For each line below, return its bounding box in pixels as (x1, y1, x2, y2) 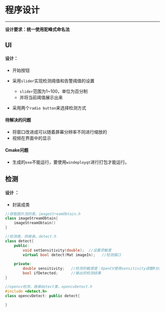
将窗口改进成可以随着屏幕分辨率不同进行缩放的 (12, 129, 107, 135)
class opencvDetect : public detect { (5, 293, 80, 298)
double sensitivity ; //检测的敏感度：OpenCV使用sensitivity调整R (23, 266, 156, 271)
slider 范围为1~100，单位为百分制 (19, 88, 88, 94)
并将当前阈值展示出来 (19, 94, 63, 100)
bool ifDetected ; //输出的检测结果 (23, 271, 102, 276)
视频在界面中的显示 (12, 135, 52, 141)
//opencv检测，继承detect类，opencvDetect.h (5, 284, 92, 289)
